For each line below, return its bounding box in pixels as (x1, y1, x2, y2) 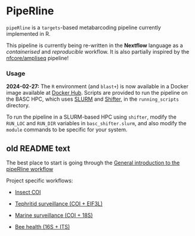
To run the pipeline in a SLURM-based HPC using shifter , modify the (6, 113, 177, 120)
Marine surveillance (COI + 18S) (14, 212, 94, 219)
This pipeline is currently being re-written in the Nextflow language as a (6, 42, 183, 49)
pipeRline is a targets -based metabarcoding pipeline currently (6, 24, 161, 31)
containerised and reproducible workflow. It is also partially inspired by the (6, 48, 190, 55)
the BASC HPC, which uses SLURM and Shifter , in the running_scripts (6, 95, 179, 103)
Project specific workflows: (6, 177, 73, 184)
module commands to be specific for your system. (6, 126, 128, 133)
